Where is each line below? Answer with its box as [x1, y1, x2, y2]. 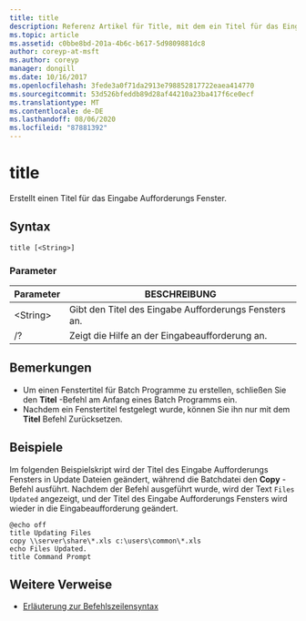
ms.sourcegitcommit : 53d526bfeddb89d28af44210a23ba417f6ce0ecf [9, 89, 255, 98]
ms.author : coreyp [9, 56, 79, 65]
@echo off [9, 520, 47, 529]
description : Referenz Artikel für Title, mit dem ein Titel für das [9, 22, 280, 31]
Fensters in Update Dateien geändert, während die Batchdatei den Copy [9, 473, 280, 484]
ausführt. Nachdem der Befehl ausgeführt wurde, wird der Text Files [35, 484, 295, 494]
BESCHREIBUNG [144, 288, 217, 300]
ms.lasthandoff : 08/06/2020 [9, 115, 117, 124]
